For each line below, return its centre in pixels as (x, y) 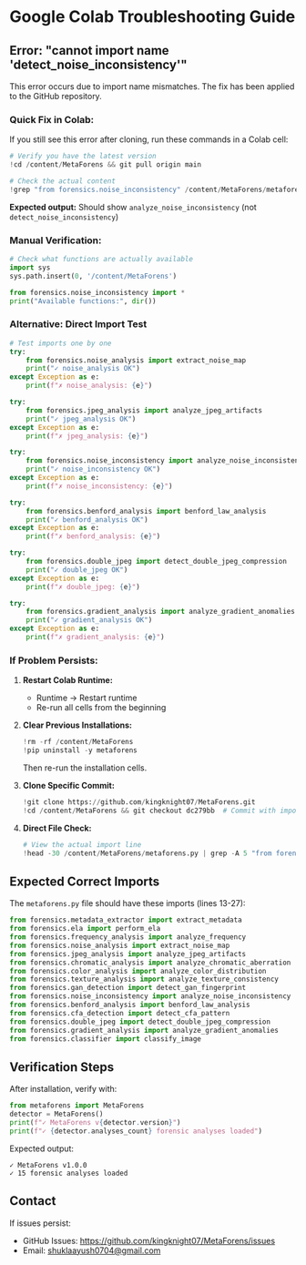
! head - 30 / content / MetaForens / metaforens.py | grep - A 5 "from (147, 853)
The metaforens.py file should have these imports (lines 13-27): (127, 903)
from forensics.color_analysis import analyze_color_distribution (138, 971)
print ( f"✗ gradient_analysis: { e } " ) (96, 638)
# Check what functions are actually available (102, 260)
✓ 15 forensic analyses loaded (69, 1173)
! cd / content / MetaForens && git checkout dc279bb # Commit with (149, 811)
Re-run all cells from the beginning (101, 708)
